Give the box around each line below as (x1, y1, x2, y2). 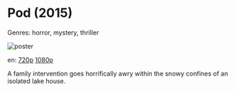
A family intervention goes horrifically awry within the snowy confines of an (7, 69, 229, 78)
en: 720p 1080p (7, 55, 53, 64)
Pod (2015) (7, 5, 73, 21)
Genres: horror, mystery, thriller (7, 28, 99, 37)
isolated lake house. (7, 76, 66, 85)
